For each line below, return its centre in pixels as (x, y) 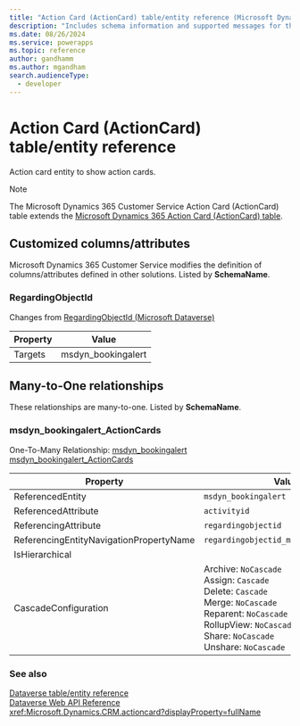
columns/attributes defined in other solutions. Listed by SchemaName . (140, 275)
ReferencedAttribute (56, 511)
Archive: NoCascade (243, 569)
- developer (40, 84)
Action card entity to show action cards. (83, 171)
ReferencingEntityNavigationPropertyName (104, 540)
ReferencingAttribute (57, 525)
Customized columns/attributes (100, 243)
